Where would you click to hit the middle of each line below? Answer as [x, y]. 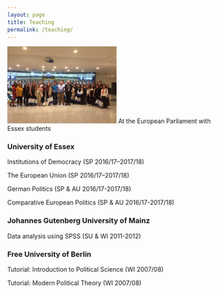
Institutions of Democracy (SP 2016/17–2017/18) [76, 162]
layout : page [26, 15]
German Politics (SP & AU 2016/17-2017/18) [69, 189]
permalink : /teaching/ [40, 29]
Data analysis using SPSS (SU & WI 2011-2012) [74, 236]
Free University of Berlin [50, 254]
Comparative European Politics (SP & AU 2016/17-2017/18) [91, 202]
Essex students [29, 129]
